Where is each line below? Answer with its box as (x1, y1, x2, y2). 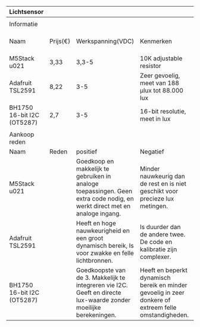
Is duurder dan (139, 223, 181, 231)
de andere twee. (139, 230, 186, 238)
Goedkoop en (76, 158, 114, 165)
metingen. (139, 202, 168, 210)
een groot (76, 234, 104, 242)
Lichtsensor (9, 8, 44, 16)
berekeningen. (76, 311, 117, 319)
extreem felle (139, 304, 177, 311)
